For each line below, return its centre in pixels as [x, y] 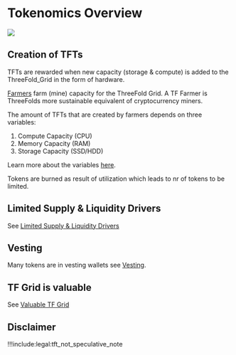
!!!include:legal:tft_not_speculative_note [65, 344]
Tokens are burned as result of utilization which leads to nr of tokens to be [116, 179]
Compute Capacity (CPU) [55, 136]
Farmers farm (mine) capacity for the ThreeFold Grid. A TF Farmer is [107, 93]
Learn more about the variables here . [61, 164]
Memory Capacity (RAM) [54, 143]
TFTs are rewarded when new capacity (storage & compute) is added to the [118, 72]
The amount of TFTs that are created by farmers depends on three [105, 115]
